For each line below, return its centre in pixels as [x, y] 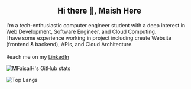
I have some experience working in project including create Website [89, 38]
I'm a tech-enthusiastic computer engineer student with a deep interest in [96, 25]
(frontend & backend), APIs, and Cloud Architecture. [69, 44]
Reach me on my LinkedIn [38, 56]
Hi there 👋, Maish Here [99, 11]
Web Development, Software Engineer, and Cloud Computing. [81, 31]
